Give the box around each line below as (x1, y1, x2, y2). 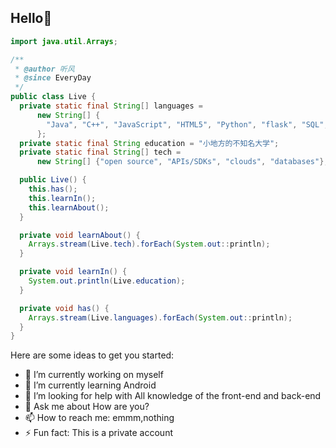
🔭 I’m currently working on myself (24, 369, 164, 381)
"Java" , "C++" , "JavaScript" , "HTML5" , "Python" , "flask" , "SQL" (46, 119, 325, 130)
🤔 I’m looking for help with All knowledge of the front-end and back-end (24, 390, 322, 402)
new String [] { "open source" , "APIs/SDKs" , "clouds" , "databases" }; (36, 157, 329, 167)
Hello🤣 (10, 10, 53, 27)
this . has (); (28, 184, 78, 195)
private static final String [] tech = (19, 147, 182, 158)
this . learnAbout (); (28, 202, 110, 213)
